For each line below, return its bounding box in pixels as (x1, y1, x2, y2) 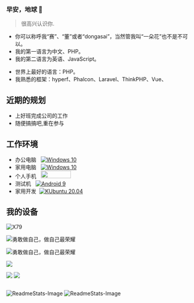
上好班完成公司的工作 (14, 112, 68, 120)
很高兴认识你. (20, 20, 55, 28)
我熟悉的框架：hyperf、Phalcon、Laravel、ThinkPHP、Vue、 (14, 76, 167, 83)
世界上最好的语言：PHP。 (14, 68, 79, 76)
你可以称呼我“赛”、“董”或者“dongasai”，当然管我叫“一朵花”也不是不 (14, 33, 183, 40)
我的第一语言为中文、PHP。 (14, 48, 84, 55)
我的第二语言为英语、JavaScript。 (14, 55, 100, 63)
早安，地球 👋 (6, 5, 43, 13)
